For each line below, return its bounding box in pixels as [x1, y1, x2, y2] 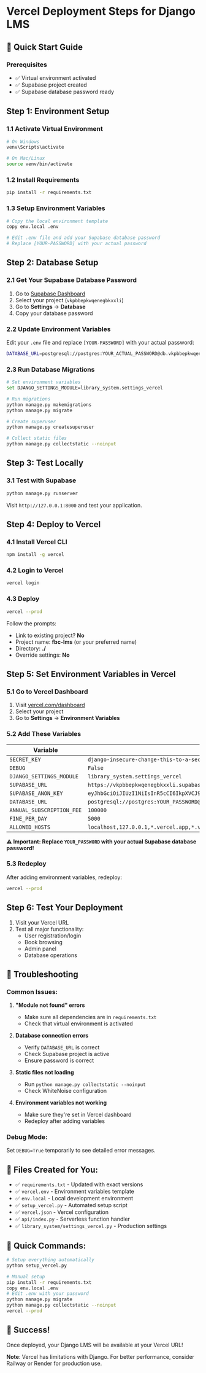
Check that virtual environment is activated [24, 1020, 133, 1027]
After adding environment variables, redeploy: [6, 874, 123, 881]
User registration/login [24, 932, 82, 939]
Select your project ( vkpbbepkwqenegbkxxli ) [15, 296, 124, 303]
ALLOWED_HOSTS [9, 823, 51, 831]
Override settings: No [15, 651, 70, 659]
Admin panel [24, 945, 57, 952]
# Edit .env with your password [6, 1291, 89, 1297]
